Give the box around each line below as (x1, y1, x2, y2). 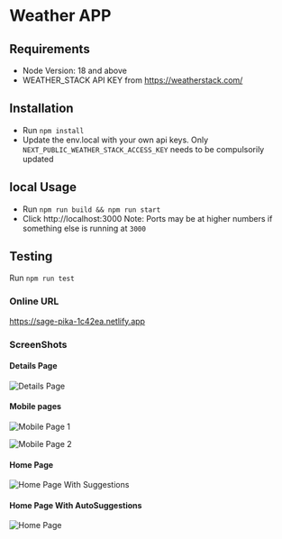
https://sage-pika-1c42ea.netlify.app (9, 315, 146, 326)
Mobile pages (9, 401, 61, 412)
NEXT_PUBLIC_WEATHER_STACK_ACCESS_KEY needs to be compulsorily (22, 143, 265, 154)
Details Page (9, 361, 58, 371)
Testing (9, 249, 53, 264)
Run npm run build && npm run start (22, 204, 161, 215)
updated (22, 153, 54, 164)
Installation (9, 101, 74, 116)
